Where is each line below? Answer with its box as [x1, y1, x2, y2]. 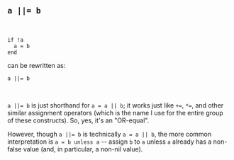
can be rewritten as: [7, 61, 66, 69]
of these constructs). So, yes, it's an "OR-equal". [7, 116, 150, 125]
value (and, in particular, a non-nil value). [23, 144, 143, 153]
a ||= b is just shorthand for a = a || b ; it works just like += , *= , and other [7, 101, 224, 109]
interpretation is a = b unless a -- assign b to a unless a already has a [7, 137, 212, 146]
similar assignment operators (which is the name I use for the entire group [7, 108, 223, 117]
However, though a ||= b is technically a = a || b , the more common [7, 130, 211, 138]
